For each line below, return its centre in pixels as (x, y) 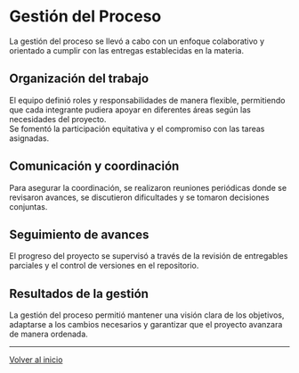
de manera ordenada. (49, 334)
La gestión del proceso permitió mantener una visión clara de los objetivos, (147, 315)
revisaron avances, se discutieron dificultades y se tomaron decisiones (139, 197)
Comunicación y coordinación (94, 166)
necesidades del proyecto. (58, 119)
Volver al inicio (36, 360)
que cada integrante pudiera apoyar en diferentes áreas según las (130, 110)
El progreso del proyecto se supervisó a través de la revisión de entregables (149, 256)
